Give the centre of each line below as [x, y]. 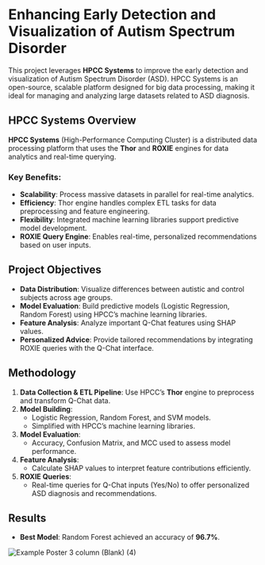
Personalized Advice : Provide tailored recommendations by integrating [136, 340]
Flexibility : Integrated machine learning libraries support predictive [129, 220]
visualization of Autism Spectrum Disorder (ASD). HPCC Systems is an [123, 79]
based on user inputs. [55, 245]
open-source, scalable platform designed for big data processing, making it [132, 87]
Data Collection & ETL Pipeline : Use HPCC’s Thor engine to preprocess [137, 392]
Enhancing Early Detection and [112, 15]
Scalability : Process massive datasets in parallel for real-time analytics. [137, 194]
